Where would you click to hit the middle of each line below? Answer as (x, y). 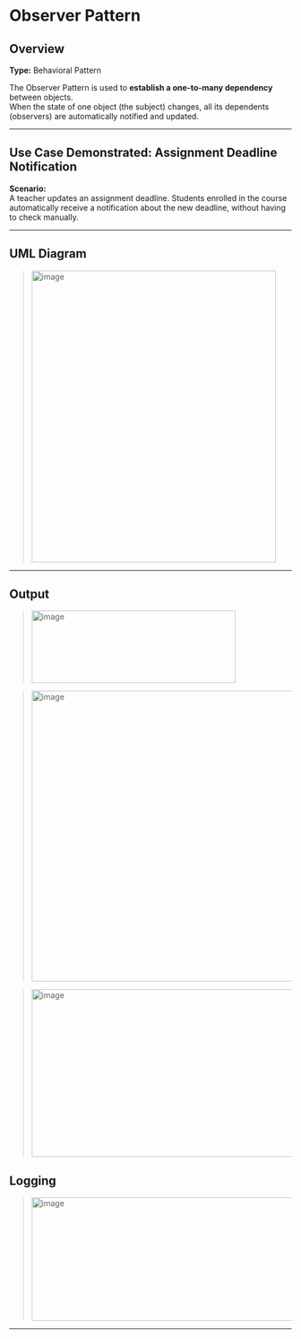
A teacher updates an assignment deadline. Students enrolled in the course (148, 197)
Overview (37, 49)
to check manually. (44, 217)
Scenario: (28, 188)
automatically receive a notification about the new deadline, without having (148, 207)
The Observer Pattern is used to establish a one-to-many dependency (141, 88)
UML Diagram (48, 254)
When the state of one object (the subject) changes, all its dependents (139, 107)
